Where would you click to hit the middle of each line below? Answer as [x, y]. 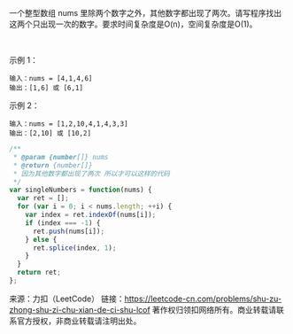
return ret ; [39, 273]
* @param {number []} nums [61, 157]
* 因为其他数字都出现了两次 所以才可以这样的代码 [92, 174]
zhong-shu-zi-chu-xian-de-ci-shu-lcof [80, 309]
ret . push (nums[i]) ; [68, 231]
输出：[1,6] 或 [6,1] [46, 88]
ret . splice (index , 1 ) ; [74, 248]
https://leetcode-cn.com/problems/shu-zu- [203, 299]
